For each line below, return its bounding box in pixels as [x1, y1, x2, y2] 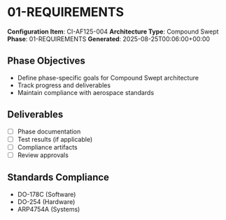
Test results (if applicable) [17, 135, 93, 143]
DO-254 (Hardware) [17, 197, 76, 206]
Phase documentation [17, 127, 81, 135]
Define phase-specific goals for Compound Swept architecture [17, 73, 199, 82]
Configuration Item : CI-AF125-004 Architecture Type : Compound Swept [7, 27, 219, 36]
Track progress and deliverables [17, 81, 111, 89]
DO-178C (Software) [17, 190, 76, 198]
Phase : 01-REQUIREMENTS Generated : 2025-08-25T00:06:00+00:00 [7, 34, 211, 43]
